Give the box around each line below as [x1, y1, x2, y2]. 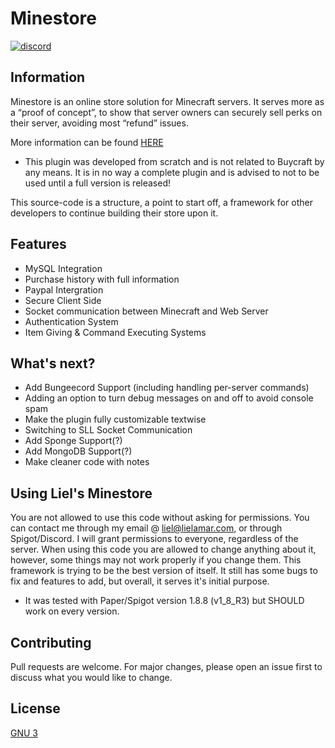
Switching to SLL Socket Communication [24, 424, 193, 436]
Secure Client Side [24, 294, 102, 306]
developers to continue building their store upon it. [10, 207, 219, 219]
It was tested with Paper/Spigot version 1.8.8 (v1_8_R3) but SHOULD [24, 595, 305, 607]
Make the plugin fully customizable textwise [24, 413, 207, 426]
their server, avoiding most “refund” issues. [10, 117, 189, 129]
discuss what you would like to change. [10, 672, 173, 683]
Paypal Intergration [24, 283, 104, 296]
